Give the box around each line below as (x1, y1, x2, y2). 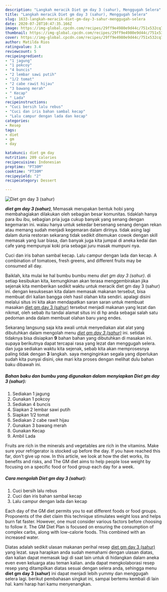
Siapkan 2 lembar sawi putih (12, 406, 71, 413)
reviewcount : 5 (5, 49, 37, 54)
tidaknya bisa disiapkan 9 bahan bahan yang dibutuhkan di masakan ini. (5, 335, 153, 341)
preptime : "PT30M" (5, 164, 43, 169)
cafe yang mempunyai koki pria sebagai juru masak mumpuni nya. (5, 243, 141, 249)
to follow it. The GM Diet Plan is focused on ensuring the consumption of (5, 524, 154, 530)
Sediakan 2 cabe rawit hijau (12, 417, 70, 423)
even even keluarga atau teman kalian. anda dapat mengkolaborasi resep (5, 560, 155, 566)
